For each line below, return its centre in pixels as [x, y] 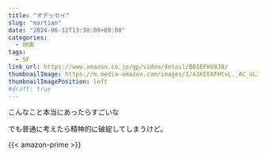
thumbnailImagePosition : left [58, 81]
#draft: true [30, 89]
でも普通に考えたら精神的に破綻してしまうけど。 [88, 129]
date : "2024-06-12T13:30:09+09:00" [67, 30]
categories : [28, 37]
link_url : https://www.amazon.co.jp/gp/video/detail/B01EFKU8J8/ [118, 67]
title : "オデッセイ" [39, 15]
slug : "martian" [35, 23]
